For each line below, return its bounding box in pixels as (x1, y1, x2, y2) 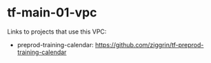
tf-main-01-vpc (7, 5, 97, 21)
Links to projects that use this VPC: (7, 27, 107, 36)
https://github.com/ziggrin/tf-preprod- (95, 40, 204, 49)
